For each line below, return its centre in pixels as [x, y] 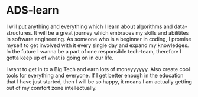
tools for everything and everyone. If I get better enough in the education [95, 75]
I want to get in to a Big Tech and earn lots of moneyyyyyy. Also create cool [98, 69]
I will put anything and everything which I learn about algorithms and [90, 26]
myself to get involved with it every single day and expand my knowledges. [98, 45]
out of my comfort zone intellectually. [51, 88]
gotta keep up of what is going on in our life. [60, 58]
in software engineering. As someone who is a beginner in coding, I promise [99, 39]
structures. [19, 32]
